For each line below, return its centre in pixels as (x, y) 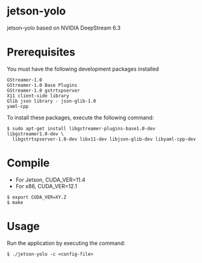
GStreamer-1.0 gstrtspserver (43, 90)
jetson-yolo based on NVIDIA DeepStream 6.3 (64, 28)
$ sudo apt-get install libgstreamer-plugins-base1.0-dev (81, 128)
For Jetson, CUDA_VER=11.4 (50, 180)
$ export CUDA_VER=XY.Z (37, 197)
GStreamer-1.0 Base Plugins (42, 85)
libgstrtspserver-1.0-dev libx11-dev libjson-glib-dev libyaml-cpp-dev (104, 139)
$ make (15, 202)
